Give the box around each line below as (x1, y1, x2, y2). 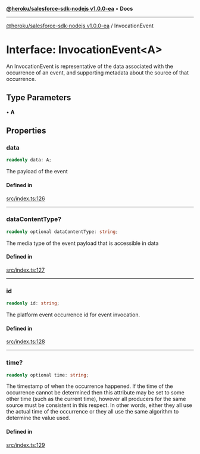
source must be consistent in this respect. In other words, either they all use (6, 402, 192, 409)
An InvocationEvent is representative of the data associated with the (6, 63, 174, 70)
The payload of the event (6, 168, 68, 175)
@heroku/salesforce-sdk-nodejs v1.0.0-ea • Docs (6, 5, 133, 12)
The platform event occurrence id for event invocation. (6, 311, 140, 318)
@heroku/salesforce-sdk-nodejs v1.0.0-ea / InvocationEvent (6, 22, 154, 29)
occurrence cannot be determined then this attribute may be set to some (6, 389, 185, 396)
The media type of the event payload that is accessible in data (6, 240, 159, 247)
